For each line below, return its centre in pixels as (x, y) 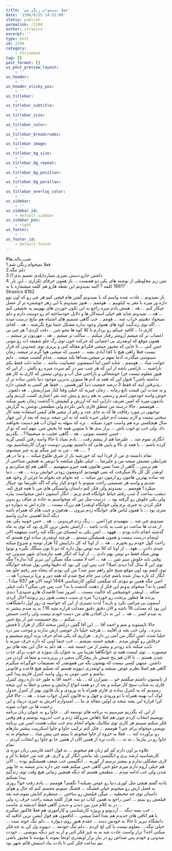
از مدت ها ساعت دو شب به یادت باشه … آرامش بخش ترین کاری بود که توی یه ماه (84, 526)
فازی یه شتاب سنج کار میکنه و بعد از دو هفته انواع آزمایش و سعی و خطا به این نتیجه (85, 684)
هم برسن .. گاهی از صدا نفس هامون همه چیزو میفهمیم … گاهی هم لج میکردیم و (82, 466)
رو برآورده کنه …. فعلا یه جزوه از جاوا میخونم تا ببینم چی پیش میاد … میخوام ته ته (82, 733)
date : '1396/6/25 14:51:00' (36, 15)
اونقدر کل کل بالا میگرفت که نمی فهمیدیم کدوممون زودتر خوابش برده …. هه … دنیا (84, 471)
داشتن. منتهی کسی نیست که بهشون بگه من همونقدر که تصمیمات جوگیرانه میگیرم (83, 663)
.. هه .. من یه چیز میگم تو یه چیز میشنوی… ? (48, 449)
